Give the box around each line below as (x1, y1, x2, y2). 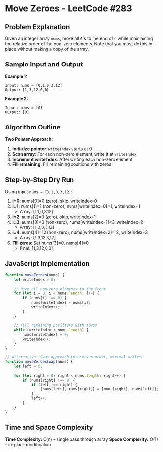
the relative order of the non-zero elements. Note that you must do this (5, 41, 148, 47)
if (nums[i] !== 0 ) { (23, 295, 67, 300)
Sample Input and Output (5, 60, 83, 69)
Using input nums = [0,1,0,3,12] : (5, 189, 72, 194)
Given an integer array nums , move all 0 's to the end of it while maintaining (5, 35, 153, 41)
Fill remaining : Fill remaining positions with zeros (12, 161, 112, 167)
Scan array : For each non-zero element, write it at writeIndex (12, 151, 137, 157)
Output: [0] (5, 109, 29, 115)
